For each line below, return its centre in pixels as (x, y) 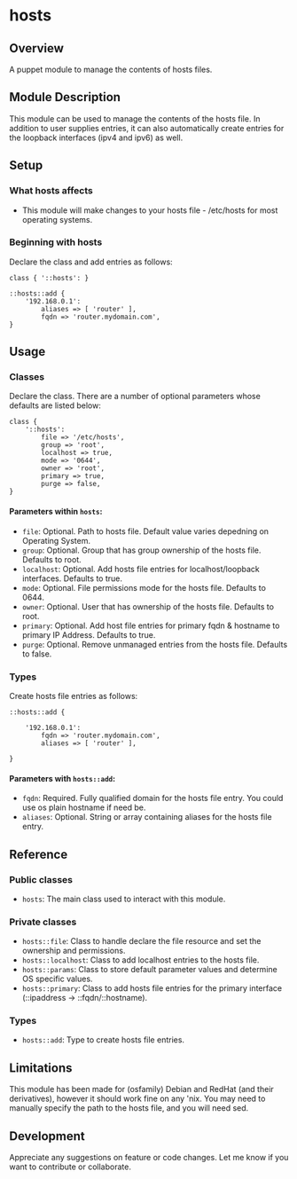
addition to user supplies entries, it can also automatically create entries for (147, 128)
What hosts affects (51, 191)
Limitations (41, 1068)
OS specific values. (57, 979)
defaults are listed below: (55, 405)
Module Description (65, 97)
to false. (37, 654)
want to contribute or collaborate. (70, 1167)
